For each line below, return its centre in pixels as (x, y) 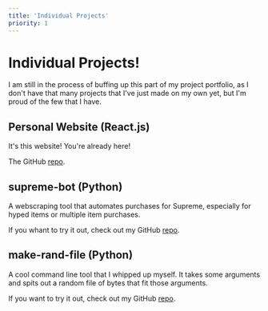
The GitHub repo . (37, 161)
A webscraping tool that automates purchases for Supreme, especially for (130, 206)
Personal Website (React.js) (79, 127)
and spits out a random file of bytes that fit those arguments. (108, 283)
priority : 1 (28, 23)
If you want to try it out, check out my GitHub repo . (92, 298)
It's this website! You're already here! (69, 146)
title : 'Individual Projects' (59, 16)
